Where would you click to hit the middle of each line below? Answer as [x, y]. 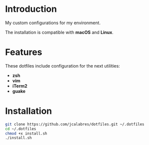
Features [24, 52]
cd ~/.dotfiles [21, 129]
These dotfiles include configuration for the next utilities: [62, 66]
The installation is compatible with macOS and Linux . [59, 32]
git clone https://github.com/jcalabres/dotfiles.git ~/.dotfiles [75, 124]
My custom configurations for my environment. [53, 23]
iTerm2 [20, 86]
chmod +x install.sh [26, 133]
